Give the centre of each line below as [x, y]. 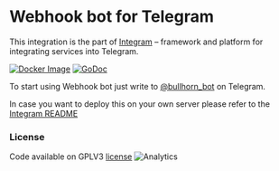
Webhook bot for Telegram [112, 17]
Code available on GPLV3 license [71, 157]
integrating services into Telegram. [74, 51]
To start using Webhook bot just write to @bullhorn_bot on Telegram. [138, 86]
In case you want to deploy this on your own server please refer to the [140, 104]
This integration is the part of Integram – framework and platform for [136, 42]
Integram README [44, 113]
